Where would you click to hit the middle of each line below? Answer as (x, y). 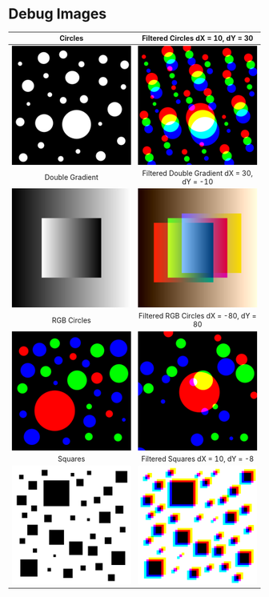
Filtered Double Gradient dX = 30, (198, 173)
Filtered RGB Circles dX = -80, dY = (198, 316)
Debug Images (58, 14)
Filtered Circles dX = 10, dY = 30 (197, 38)
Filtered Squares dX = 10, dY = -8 (198, 459)
